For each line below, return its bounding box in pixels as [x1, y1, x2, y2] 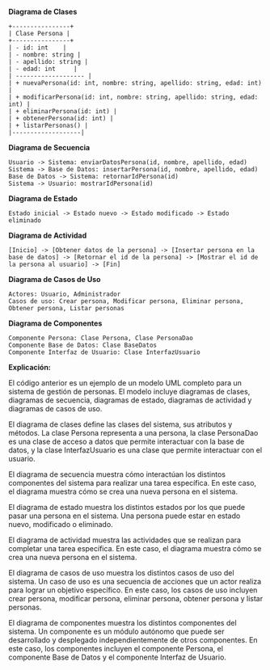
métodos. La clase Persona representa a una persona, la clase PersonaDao [8, 428, 259, 437]
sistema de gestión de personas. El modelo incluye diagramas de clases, [8, 387, 251, 396]
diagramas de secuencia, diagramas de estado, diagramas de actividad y [8, 395, 252, 405]
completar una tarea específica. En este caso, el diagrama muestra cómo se [8, 544, 262, 553]
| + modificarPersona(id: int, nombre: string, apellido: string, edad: [8, 93, 259, 101]
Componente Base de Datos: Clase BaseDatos [8, 341, 158, 349]
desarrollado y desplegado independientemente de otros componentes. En [8, 635, 258, 645]
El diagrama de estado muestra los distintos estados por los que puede [8, 503, 245, 512]
